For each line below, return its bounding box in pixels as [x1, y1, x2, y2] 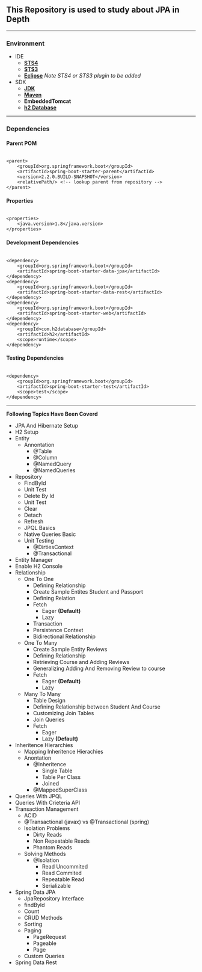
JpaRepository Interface [23, 894, 84, 902]
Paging [23, 926, 42, 934]
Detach [23, 511, 42, 518]
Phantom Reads [32, 843, 72, 850]
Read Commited [41, 869, 82, 876]
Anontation [23, 754, 52, 761]
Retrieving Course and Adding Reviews [32, 658, 130, 665]
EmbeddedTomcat [23, 97, 72, 105]
